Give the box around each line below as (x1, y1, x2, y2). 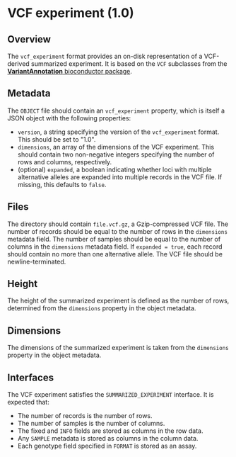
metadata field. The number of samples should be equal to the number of (7, 235, 221, 243)
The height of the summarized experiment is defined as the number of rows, (7, 296, 230, 305)
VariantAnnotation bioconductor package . (7, 67, 133, 75)
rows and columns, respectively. (17, 157, 112, 166)
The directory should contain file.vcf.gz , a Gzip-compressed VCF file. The (7, 220, 228, 228)
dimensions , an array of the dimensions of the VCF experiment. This (17, 142, 214, 151)
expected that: (7, 398, 49, 407)
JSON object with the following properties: (7, 113, 131, 122)
